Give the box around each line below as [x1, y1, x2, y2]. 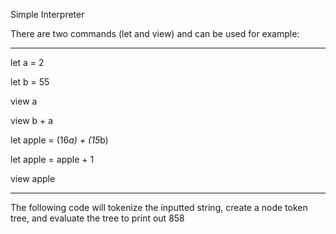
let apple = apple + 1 [10, 154, 95, 165]
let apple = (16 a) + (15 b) [10, 134, 109, 146]
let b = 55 [10, 76, 50, 88]
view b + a [10, 115, 54, 126]
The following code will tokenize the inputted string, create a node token [10, 202, 308, 213]
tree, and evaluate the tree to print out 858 [10, 212, 185, 224]
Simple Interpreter [10, 9, 85, 20]
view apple [10, 173, 56, 184]
